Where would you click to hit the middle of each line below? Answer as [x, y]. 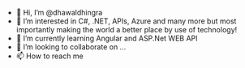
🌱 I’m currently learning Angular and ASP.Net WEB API [107, 38]
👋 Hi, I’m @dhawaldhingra [59, 13]
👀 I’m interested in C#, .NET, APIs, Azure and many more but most [126, 21]
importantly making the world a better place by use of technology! [127, 30]
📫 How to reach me [49, 56]
